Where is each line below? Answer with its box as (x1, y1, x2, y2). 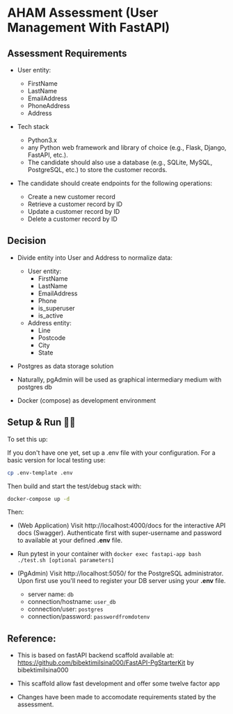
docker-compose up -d (7, 495, 70, 502)
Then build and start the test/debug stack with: (7, 482, 142, 490)
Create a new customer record (27, 193, 116, 201)
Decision (7, 235, 47, 247)
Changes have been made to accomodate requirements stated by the (17, 693, 216, 701)
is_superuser (38, 304, 75, 312)
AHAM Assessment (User (7, 5, 159, 21)
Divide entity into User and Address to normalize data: (17, 253, 172, 262)
